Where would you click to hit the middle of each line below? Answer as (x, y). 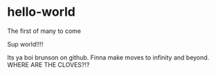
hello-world (42, 12)
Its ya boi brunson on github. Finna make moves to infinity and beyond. (108, 57)
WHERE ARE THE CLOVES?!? (48, 64)
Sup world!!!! (25, 44)
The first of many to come (44, 31)
